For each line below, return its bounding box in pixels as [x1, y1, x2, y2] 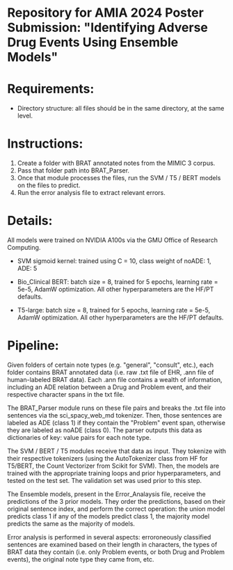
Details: [7, 213, 53, 229]
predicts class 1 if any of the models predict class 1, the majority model [7, 512, 210, 520]
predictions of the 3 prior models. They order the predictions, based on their [7, 497, 226, 505]
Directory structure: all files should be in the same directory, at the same [17, 104, 225, 113]
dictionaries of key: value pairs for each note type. [7, 433, 152, 441]
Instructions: [7, 136, 83, 152]
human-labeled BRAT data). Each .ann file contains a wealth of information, [7, 375, 223, 383]
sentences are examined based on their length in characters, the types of [7, 540, 218, 548]
